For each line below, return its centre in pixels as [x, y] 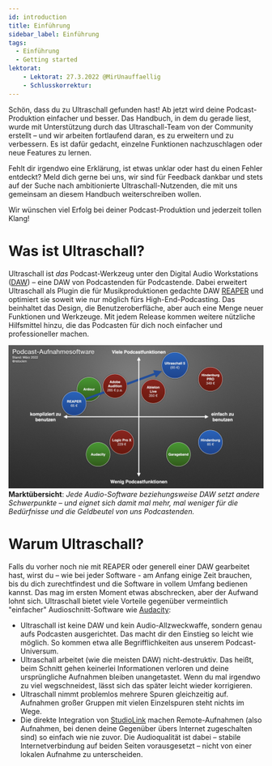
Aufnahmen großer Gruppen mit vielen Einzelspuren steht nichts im [132, 703]
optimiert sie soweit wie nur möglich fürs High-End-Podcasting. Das [122, 299]
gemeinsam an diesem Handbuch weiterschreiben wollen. [105, 194]
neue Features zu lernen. [50, 152]
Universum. [39, 651]
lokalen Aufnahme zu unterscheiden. [81, 754]
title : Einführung [39, 26]
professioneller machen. [49, 334]
